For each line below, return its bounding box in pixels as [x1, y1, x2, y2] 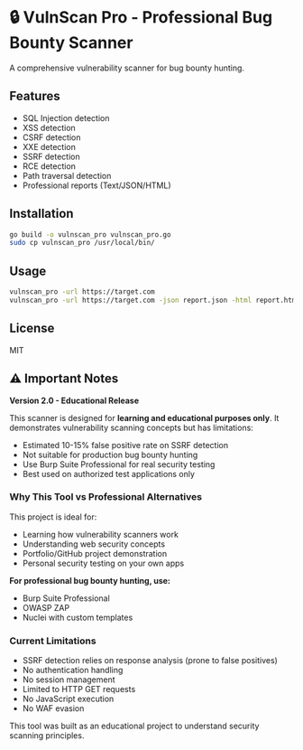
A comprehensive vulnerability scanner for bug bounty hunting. [9, 62, 245, 73]
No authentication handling [22, 665, 124, 676]
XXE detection [22, 141, 77, 152]
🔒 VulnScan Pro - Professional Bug [9, 7, 273, 28]
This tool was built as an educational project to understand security [9, 720, 260, 732]
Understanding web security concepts [22, 539, 165, 549]
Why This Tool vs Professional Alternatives [9, 491, 203, 503]
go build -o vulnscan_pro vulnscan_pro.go [9, 230, 171, 239]
